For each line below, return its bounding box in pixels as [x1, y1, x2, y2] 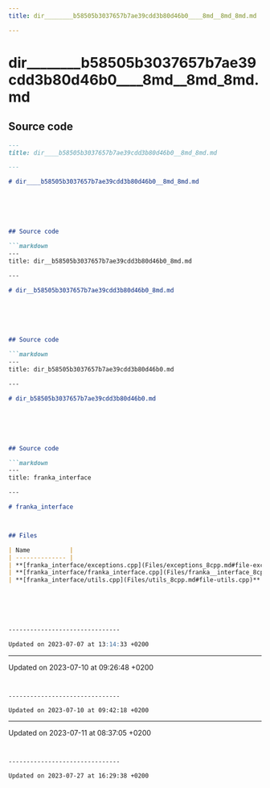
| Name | [8, 545, 74, 554]
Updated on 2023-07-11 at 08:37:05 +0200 [8, 728, 151, 737]
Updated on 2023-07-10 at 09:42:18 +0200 [8, 706, 149, 714]
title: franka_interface [8, 474, 92, 482]
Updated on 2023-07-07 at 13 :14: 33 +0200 [8, 641, 149, 649]
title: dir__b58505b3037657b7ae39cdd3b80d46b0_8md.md [8, 257, 193, 265]
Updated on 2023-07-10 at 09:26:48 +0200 [8, 662, 154, 672]
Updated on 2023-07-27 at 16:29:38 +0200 [8, 771, 149, 780]
